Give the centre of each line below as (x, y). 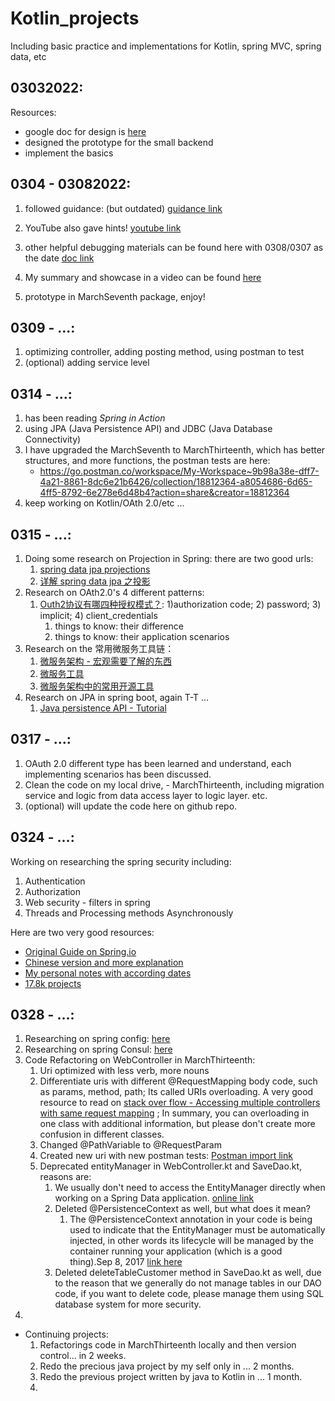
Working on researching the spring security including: (121, 861)
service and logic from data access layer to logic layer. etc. (146, 795)
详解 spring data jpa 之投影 (95, 581)
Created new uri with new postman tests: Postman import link (166, 1156)
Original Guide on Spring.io (80, 951)
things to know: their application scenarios (142, 636)
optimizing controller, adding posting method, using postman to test (164, 352)
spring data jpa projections (95, 569)
